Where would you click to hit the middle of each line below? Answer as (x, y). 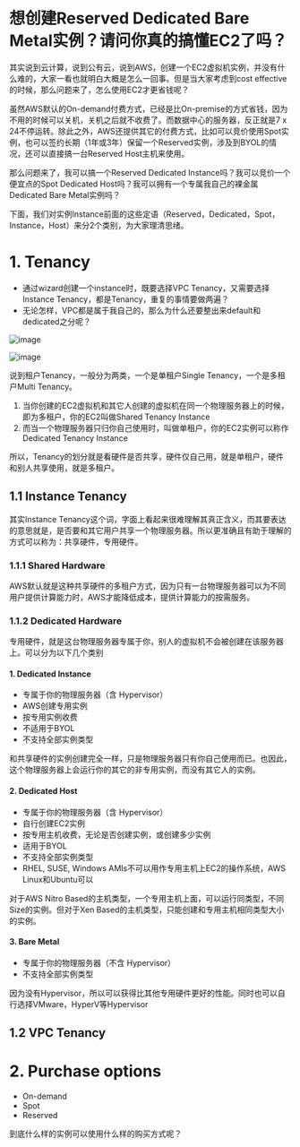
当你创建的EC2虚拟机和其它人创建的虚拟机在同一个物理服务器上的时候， (155, 405)
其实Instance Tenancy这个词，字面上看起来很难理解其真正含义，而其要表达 (148, 519)
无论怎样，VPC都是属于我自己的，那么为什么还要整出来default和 (141, 310)
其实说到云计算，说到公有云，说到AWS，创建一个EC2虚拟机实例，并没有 (143, 67)
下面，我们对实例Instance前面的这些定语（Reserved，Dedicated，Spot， (145, 214)
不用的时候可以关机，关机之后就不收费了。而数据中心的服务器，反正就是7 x (148, 120)
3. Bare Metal (34, 942)
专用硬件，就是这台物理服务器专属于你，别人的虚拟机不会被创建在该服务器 (146, 642)
